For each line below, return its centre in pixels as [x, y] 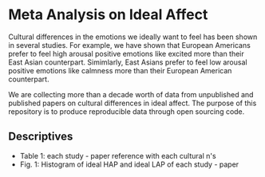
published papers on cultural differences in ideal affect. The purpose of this [132, 103]
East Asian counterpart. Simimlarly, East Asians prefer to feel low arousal [128, 62]
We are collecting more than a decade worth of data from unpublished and [131, 94]
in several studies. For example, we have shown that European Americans [130, 45]
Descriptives [41, 137]
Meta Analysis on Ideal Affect [108, 15]
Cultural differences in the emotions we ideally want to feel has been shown [133, 37]
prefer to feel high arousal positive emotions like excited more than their [127, 53]
